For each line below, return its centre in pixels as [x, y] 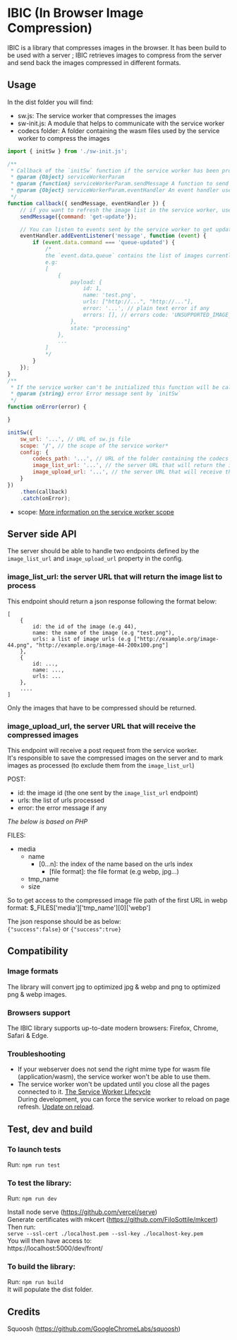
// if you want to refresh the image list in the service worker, [120, 210]
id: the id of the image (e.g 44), [85, 626]
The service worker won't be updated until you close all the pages [114, 1085]
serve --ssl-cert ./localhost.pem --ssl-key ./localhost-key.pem [105, 1234]
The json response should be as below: [64, 921]
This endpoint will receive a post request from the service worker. [103, 750]
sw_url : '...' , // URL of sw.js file [75, 439]
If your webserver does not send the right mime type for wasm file [114, 1069]
